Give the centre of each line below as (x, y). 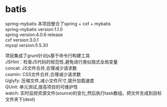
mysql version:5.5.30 (27, 45)
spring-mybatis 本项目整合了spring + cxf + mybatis (58, 23)
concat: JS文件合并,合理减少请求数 (41, 68)
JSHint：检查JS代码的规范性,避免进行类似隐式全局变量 (61, 61)
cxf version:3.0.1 (22, 40)
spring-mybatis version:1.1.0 (34, 29)
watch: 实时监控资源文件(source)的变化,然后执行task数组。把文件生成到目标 (83, 93)
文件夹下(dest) (20, 99)
